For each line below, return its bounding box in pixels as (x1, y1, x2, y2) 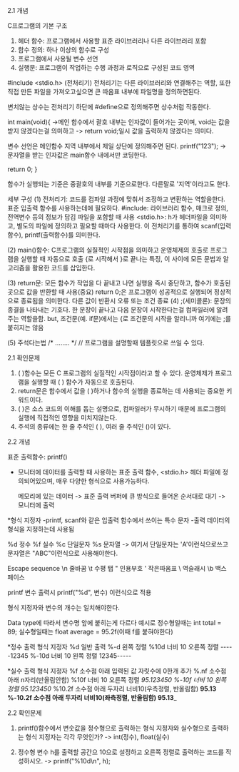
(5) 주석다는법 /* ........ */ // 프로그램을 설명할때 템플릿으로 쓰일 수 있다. (7, 338, 205, 347)
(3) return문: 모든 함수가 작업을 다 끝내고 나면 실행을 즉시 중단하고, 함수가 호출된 (7, 279, 231, 287)
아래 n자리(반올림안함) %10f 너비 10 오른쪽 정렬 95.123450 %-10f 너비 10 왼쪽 (7, 676, 227, 684)
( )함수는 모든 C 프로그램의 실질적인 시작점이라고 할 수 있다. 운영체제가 (17, 369, 214, 377)
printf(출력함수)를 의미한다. (24, 230, 101, 239)
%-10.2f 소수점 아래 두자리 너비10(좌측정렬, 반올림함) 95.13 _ (7, 694, 177, 701)
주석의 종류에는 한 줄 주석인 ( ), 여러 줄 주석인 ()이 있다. (17, 422, 171, 430)
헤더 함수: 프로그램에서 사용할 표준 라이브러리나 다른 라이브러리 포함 (17, 36, 207, 45)
